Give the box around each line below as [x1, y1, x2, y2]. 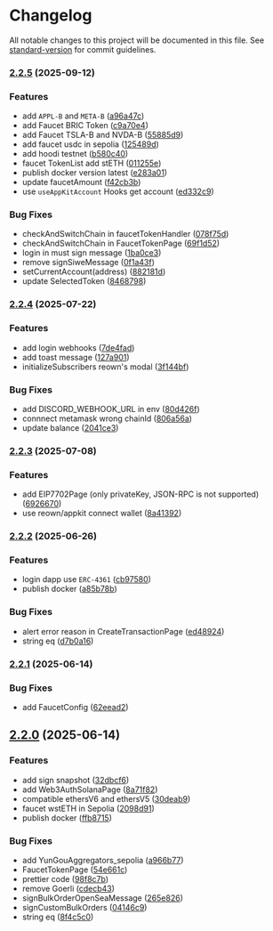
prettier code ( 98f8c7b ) [21, 873, 109, 884]
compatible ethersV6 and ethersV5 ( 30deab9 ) [21, 793, 191, 804]
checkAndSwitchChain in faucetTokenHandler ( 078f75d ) [21, 229, 229, 239]
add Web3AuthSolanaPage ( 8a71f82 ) [21, 784, 158, 795]
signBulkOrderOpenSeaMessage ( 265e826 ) [21, 892, 184, 903]
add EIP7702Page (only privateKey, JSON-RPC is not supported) [21, 489, 260, 499]
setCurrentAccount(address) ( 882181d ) [21, 266, 166, 277]
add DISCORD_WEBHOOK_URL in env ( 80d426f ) [21, 403, 200, 414]
